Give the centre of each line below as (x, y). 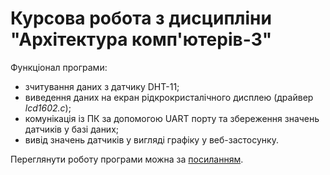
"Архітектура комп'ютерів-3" (141, 39)
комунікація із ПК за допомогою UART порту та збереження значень (172, 118)
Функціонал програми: (59, 67)
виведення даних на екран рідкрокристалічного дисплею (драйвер (169, 97)
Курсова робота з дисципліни (141, 18)
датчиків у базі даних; (72, 129)
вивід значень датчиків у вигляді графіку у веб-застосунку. (151, 139)
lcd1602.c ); (48, 108)
